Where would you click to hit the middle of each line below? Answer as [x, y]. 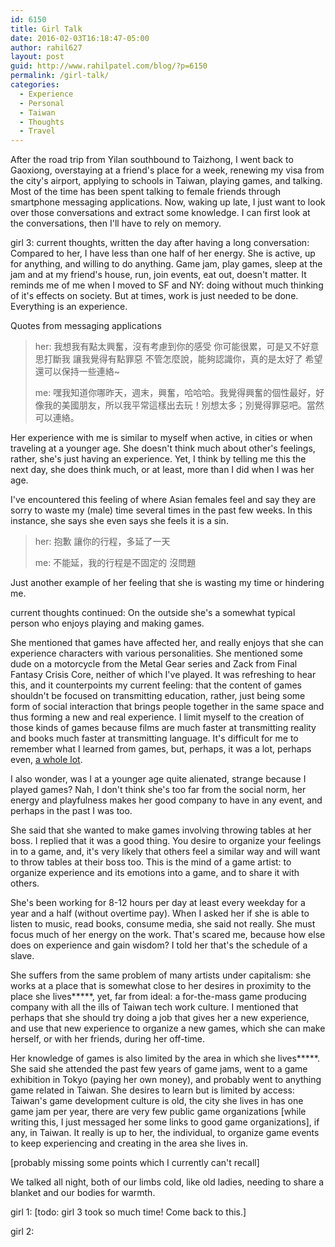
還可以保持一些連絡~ [77, 372]
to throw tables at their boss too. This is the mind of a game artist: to [151, 862]
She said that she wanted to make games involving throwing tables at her [161, 830]
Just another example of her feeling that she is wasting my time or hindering [167, 583]
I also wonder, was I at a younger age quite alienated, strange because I [158, 779]
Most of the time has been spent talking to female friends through [146, 192]
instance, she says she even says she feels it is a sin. [119, 521]
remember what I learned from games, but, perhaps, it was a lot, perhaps [161, 749]
